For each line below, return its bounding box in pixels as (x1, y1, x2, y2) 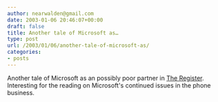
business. (7, 88, 34, 96)
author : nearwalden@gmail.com (7, 10, 95, 17)
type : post (7, 36, 39, 43)
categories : (7, 49, 41, 56)
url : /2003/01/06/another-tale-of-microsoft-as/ (7, 42, 150, 49)
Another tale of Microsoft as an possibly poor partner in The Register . (7, 74, 205, 82)
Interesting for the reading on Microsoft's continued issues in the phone (7, 81, 211, 90)
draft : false (7, 23, 45, 30)
